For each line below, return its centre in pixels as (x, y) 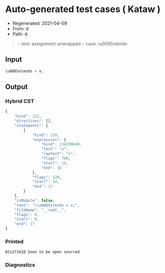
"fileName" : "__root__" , (40, 210)
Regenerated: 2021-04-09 (40, 23)
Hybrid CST (20, 101)
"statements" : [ (31, 125)
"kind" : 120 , (46, 135)
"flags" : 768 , (56, 159)
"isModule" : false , (35, 200)
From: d (20, 28)
